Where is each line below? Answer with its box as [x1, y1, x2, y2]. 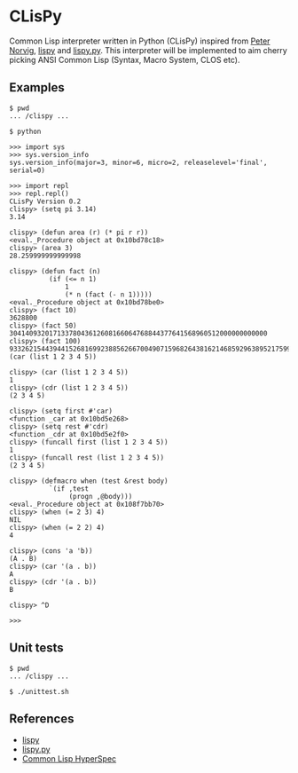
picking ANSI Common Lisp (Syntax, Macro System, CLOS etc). [9, 54, 240, 65]
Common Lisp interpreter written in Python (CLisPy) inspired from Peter [9, 35, 271, 46]
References [9, 711, 74, 726]
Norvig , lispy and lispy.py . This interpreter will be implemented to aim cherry [9, 44, 288, 55]
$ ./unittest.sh [9, 687, 69, 696]
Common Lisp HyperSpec [21, 753, 117, 764]
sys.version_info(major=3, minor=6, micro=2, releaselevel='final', [9, 158, 268, 167]
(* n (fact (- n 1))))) [65, 290, 153, 299]
